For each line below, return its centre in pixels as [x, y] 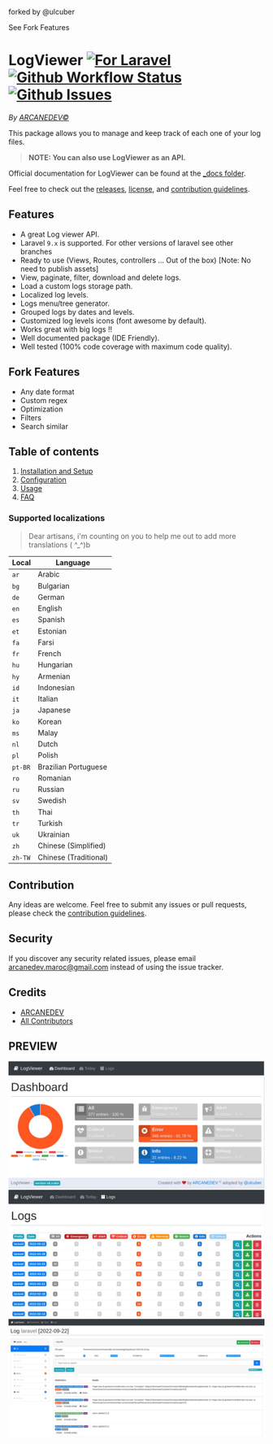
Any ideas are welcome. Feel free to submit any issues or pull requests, [128, 904]
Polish [48, 755]
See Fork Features [39, 27]
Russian [51, 789]
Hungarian [55, 665]
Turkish [50, 823]
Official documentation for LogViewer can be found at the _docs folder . [127, 173]
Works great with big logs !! [66, 329]
